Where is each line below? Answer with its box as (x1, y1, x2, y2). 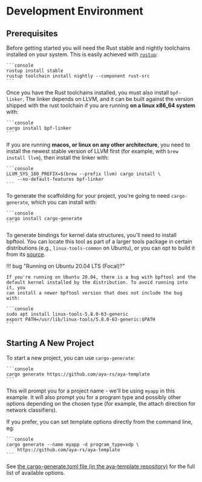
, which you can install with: (28, 198, 97, 206)
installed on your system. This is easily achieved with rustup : (6, 51, 158, 58)
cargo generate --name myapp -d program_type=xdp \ (6, 441, 139, 448)
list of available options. (6, 469, 65, 476)
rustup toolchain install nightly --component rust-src (6, 73, 150, 79)
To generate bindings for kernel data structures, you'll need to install (6, 232, 177, 238)
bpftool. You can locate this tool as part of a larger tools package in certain (6, 238, 192, 245)
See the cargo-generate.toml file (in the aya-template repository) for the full (6, 463, 195, 470)
